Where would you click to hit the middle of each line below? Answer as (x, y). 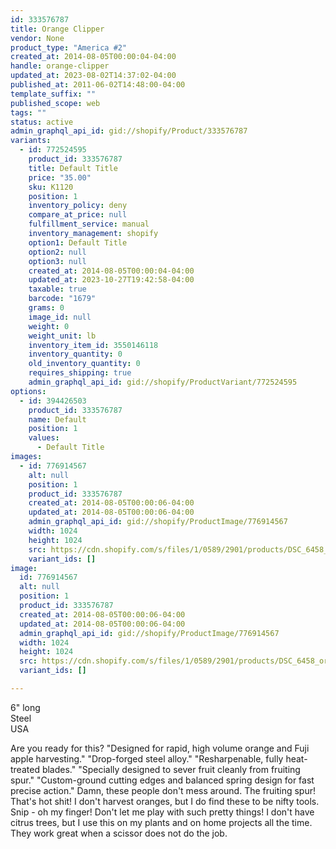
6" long (25, 707)
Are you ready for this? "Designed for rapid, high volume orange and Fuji (160, 748)
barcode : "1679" (62, 299)
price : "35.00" (60, 177)
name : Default (57, 419)
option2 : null (57, 252)
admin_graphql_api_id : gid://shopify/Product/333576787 (129, 131)
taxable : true (57, 289)
